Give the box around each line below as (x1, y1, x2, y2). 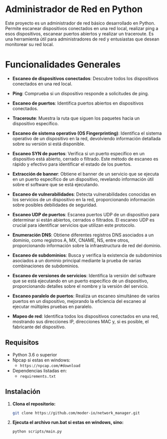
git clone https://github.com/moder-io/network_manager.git (12, 410, 140, 415)
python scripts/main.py (12, 429, 62, 434)
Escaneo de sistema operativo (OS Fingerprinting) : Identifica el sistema (12, 130, 162, 136)
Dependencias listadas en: (12, 367, 67, 373)
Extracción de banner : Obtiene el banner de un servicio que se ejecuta (12, 171, 160, 177)
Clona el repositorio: (12, 400, 56, 406)
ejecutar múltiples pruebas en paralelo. (12, 303, 93, 309)
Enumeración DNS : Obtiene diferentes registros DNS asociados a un (12, 232, 154, 238)
